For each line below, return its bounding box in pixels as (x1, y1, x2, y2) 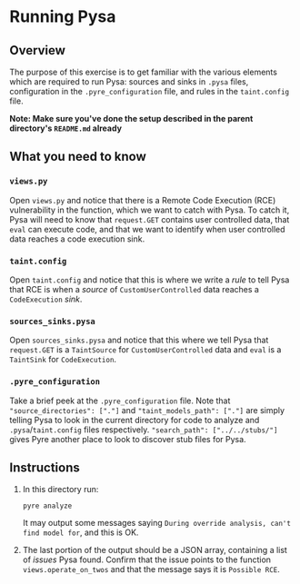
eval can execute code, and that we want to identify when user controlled (9, 223, 285, 234)
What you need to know (9, 149, 147, 164)
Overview (9, 43, 66, 58)
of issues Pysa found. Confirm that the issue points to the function (22, 554, 271, 565)
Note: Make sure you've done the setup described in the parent (9, 114, 254, 124)
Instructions (9, 460, 80, 475)
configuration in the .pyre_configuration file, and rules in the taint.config (9, 86, 289, 96)
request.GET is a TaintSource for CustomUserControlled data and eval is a (9, 344, 282, 355)
